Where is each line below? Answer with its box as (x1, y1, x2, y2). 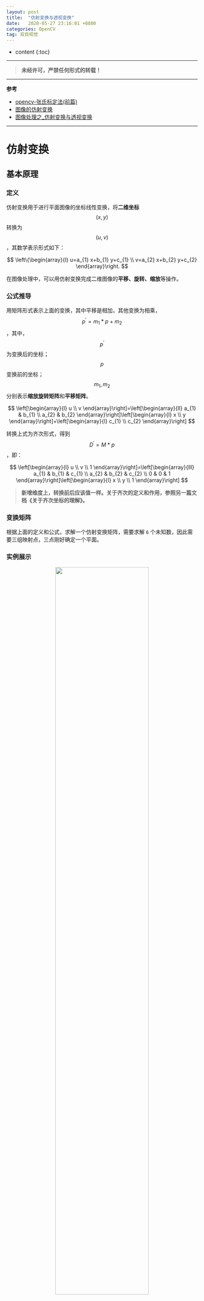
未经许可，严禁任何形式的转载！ (21, 66, 101, 74)
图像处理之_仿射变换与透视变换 (15, 113, 93, 121)
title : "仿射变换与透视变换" (6, 15, 75, 21)
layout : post (6, 9, 39, 15)
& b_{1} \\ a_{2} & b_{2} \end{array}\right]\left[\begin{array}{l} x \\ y (18, 411, 186, 418)
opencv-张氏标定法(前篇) (15, 98, 78, 105)
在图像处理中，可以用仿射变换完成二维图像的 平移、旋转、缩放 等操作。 (6, 275, 182, 282)
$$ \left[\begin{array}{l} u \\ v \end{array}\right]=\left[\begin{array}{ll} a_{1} (7, 404, 197, 412)
